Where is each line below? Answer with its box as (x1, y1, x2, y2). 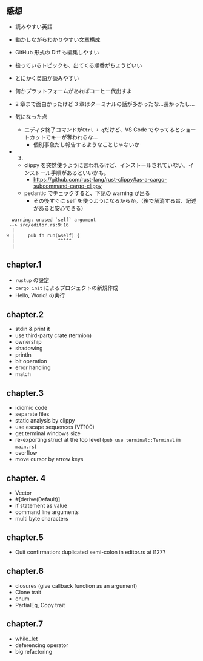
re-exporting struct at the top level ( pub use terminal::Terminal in (15, 436, 181, 444)
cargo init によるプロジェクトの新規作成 (15, 284, 118, 291)
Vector (15, 489, 32, 496)
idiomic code (15, 404, 48, 412)
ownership (15, 338, 42, 346)
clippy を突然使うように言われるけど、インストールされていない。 (24, 161, 189, 168)
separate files (15, 410, 50, 418)
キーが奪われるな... (50, 133, 98, 140)
